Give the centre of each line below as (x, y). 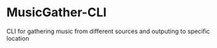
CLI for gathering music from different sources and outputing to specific (108, 31)
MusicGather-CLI (57, 13)
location (18, 38)
